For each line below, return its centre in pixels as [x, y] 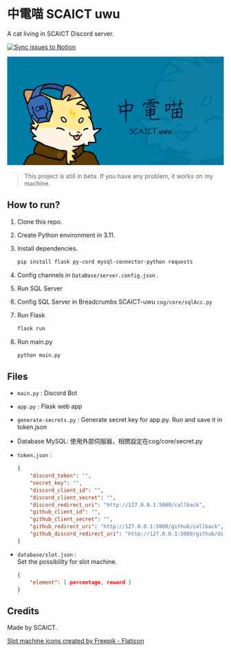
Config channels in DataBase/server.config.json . [88, 275]
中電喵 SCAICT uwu [64, 14]
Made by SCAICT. [32, 628]
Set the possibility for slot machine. [67, 561]
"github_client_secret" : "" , [71, 519]
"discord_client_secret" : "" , [73, 497]
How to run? [34, 205]
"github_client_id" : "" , [65, 512]
